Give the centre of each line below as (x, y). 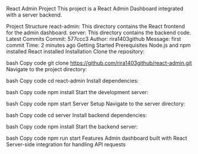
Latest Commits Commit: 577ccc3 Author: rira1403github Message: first (94, 39)
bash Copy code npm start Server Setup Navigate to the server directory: (96, 104)
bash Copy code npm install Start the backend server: (72, 126)
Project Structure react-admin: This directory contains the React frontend (96, 26)
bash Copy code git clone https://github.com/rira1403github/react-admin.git (99, 63)
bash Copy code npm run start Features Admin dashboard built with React (97, 138)
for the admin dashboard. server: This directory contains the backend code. (99, 33)
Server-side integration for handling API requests (66, 144)
